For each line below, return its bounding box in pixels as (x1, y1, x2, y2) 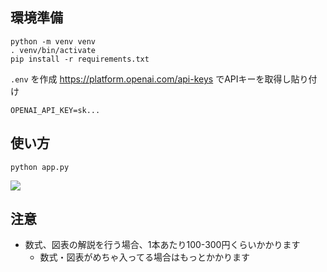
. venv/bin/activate (10, 45, 97, 55)
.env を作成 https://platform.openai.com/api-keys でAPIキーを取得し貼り (10, 73, 309, 85)
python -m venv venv (10, 36, 97, 47)
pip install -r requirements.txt (10, 54, 150, 64)
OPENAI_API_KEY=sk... (10, 105, 101, 115)
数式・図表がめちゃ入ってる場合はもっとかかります (39, 251, 250, 263)
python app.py (10, 162, 70, 172)
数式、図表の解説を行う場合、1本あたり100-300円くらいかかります (24, 239, 301, 251)
